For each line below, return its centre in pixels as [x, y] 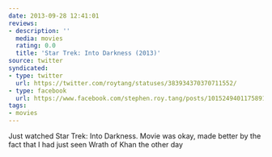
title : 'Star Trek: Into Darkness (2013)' [88, 53]
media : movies [39, 38]
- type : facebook [38, 91]
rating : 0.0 [36, 46]
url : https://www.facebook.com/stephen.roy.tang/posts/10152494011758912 [142, 98]
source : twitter [36, 61]
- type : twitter [36, 76]
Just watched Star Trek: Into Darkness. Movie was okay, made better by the [135, 136]
